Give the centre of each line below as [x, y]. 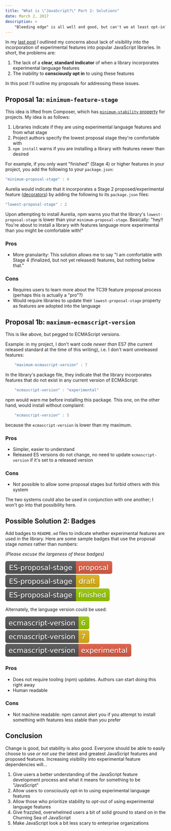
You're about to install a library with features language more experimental [82, 225]
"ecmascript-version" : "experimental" [57, 390]
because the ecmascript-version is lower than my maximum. [69, 425]
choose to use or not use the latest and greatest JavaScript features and [81, 754]
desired [21, 154]
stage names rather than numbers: [41, 544]
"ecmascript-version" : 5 [42, 415]
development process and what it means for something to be [77, 780]
